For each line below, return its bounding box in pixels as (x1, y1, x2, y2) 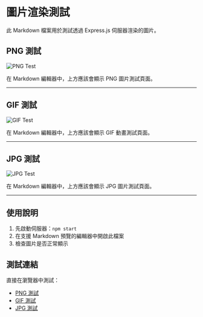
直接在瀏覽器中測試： (6, 277, 59, 284)
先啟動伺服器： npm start (14, 225, 77, 232)
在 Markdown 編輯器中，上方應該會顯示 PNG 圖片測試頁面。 (6, 75, 156, 82)
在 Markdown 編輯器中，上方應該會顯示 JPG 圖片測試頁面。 (6, 182, 155, 190)
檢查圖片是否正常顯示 (14, 240, 68, 248)
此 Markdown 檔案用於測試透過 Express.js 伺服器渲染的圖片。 (6, 27, 159, 34)
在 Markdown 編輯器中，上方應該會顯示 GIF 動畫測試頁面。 (6, 129, 153, 136)
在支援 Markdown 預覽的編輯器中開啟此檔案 (14, 232, 124, 240)
